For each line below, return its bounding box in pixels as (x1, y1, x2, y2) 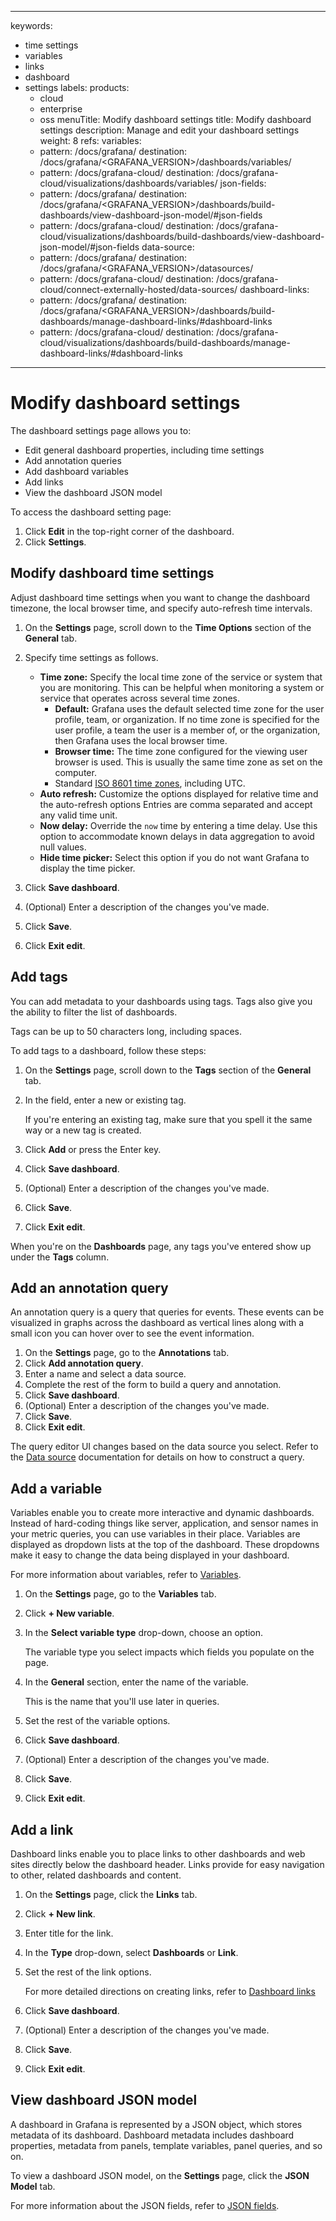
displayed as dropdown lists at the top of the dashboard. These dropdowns (10, 1539, 320, 1551)
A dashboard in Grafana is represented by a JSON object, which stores (10, 2118, 303, 2130)
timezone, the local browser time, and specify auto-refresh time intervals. (10, 602, 313, 614)
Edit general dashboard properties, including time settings (24, 444, 265, 456)
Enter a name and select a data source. (24, 1368, 187, 1380)
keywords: (10, 20, 53, 31)
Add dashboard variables (24, 465, 129, 477)
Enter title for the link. (24, 1927, 114, 1939)
